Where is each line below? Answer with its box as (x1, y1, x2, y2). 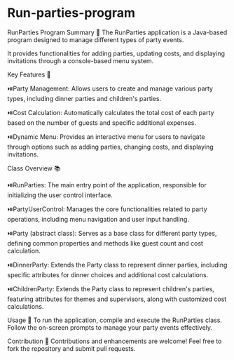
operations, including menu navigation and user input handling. (7, 215, 189, 223)
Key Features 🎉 (7, 70, 51, 79)
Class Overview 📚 (7, 164, 61, 173)
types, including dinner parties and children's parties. (7, 94, 162, 102)
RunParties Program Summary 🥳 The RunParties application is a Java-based (7, 28, 228, 36)
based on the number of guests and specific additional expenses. (7, 118, 197, 127)
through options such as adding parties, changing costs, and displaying (7, 142, 214, 151)
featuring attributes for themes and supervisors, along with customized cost (7, 295, 227, 303)
